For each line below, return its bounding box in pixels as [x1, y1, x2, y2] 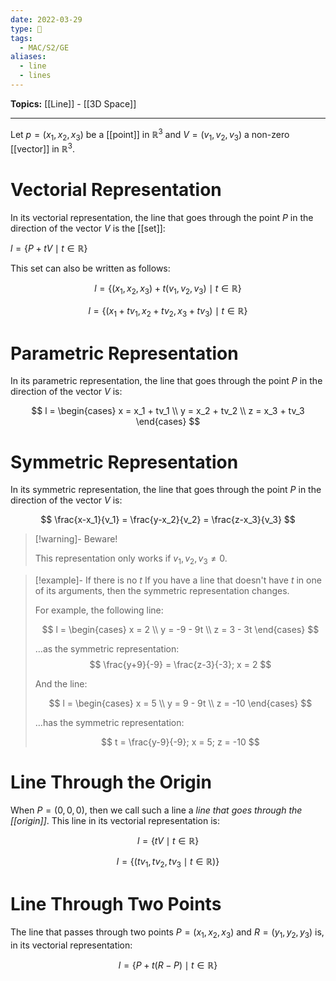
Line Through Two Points [10, 893, 222, 916]
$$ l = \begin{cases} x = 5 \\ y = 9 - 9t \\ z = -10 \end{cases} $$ [48, 697, 313, 710]
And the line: [34, 678, 88, 690]
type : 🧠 [10, 24, 43, 34]
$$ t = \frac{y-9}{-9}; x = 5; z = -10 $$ [101, 736, 260, 748]
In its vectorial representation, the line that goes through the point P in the [10, 211, 314, 223]
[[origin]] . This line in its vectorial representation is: [10, 815, 220, 827]
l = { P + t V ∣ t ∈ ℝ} [10, 242, 88, 254]
